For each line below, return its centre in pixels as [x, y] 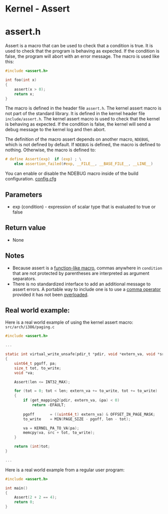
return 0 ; [24, 502]
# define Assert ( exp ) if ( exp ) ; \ [43, 159]
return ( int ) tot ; [32, 447]
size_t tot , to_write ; [38, 368]
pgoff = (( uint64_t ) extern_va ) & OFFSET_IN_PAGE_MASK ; [89, 414]
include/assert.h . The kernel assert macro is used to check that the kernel [82, 119]
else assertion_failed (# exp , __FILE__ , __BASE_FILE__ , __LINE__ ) [84, 164]
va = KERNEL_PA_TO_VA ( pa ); [51, 428]
